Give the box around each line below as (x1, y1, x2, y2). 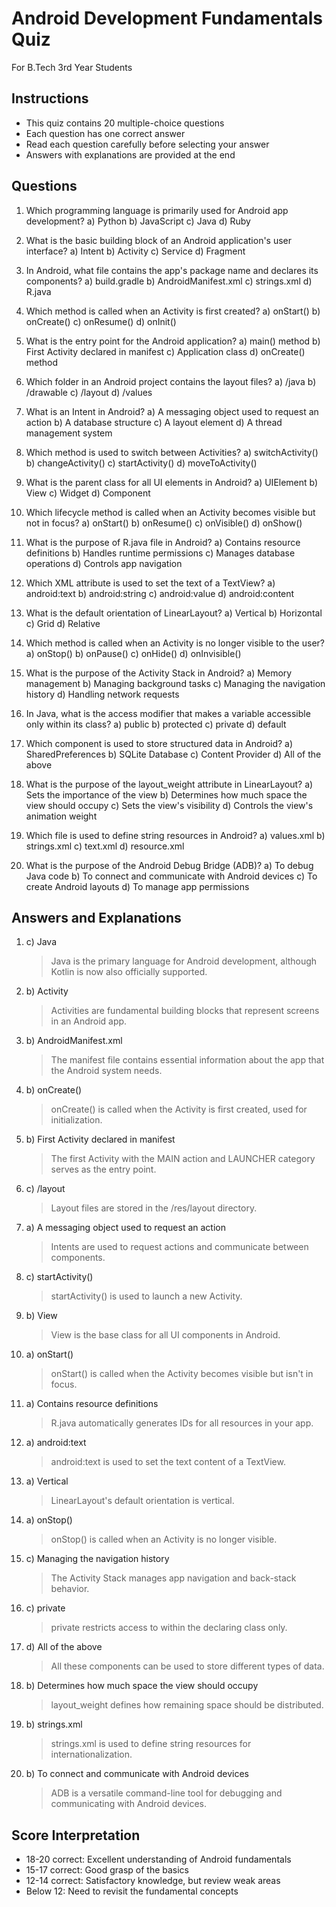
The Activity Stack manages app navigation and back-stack (50, 1572, 297, 1584)
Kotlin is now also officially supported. (50, 966, 208, 978)
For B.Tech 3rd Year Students (11, 61, 133, 73)
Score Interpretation (11, 1827, 141, 1844)
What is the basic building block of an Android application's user (25, 234, 293, 246)
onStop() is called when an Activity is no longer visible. (50, 1533, 278, 1546)
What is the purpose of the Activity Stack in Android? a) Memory (25, 667, 293, 679)
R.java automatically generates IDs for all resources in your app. (50, 1417, 314, 1429)
